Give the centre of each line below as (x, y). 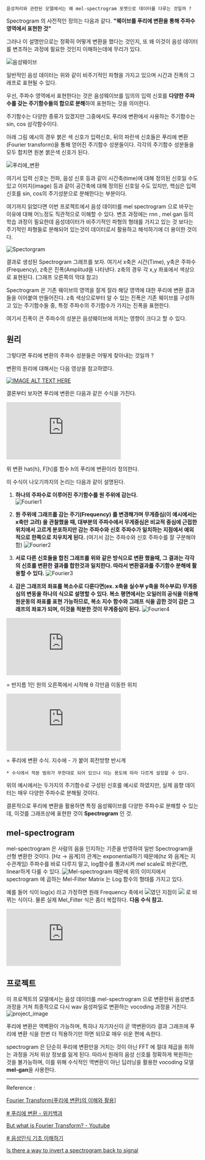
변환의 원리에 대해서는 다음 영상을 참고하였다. (60, 368)
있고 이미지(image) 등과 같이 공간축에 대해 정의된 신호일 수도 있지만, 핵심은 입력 (101, 186)
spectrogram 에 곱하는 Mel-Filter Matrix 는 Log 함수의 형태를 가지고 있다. (95, 879)
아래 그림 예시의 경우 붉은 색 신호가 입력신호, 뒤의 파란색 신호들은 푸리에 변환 (97, 137)
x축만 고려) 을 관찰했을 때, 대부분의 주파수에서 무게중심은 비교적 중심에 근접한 (106, 522)
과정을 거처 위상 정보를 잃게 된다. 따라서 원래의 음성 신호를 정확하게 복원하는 (103, 1055)
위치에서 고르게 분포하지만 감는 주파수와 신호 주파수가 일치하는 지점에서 (99, 529)
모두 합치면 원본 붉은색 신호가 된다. (48, 152)
